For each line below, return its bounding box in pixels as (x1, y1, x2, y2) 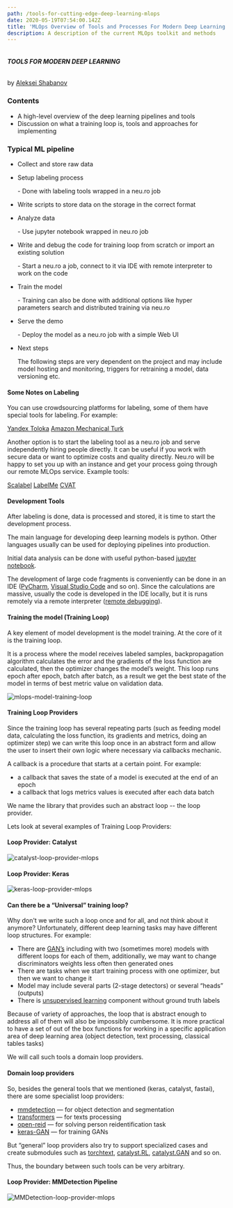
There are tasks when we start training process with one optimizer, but (17, 967, 220, 975)
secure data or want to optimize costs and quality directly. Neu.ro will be (7, 453, 215, 461)
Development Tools (7, 497, 65, 505)
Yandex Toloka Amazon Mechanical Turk (7, 424, 124, 433)
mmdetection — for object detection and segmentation (17, 1105, 175, 1113)
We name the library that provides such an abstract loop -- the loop (7, 801, 200, 809)
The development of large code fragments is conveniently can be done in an (7, 575, 226, 583)
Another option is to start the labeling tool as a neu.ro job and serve (7, 438, 200, 446)
